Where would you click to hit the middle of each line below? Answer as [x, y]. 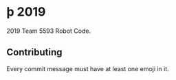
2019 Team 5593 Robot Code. [48, 31]
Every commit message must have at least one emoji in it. [88, 68]
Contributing [34, 52]
